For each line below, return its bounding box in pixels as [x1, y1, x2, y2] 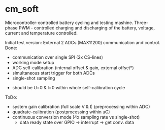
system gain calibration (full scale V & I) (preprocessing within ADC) [12, 104, 150, 109]
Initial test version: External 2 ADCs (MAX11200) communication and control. [5, 39, 160, 45]
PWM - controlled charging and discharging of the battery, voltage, [19, 25, 155, 30]
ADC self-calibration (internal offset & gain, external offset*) [12, 65, 134, 71]
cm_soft [5, 3, 39, 15]
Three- [134, 20, 149, 26]
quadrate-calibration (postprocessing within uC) [12, 109, 110, 115]
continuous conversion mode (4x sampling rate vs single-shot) [12, 114, 140, 120]
